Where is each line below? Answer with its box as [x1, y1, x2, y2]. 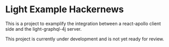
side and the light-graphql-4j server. [5, 26, 82, 32]
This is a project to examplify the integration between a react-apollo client [5, 20, 161, 27]
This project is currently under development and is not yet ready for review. [5, 36, 164, 42]
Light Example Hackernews [5, 4, 124, 15]
